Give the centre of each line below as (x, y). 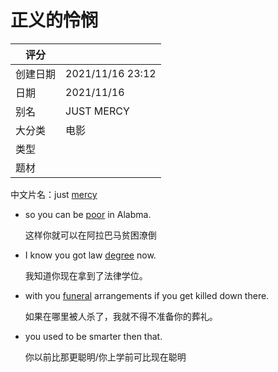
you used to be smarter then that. (93, 336)
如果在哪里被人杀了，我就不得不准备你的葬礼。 (121, 316)
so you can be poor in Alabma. (88, 214)
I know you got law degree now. (90, 255)
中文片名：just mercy (54, 194)
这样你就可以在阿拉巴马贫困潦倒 (90, 235)
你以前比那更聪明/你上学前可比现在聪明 (105, 357)
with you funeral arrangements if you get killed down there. (147, 295)
